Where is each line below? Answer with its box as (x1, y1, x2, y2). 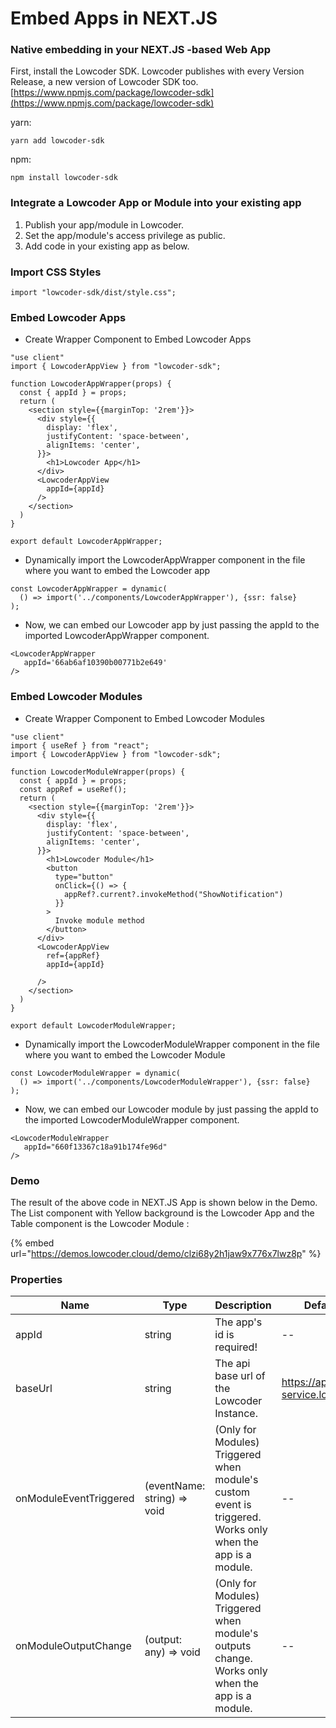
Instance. (214, 1407, 258, 1421)
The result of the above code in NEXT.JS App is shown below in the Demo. (10, 1196, 318, 1208)
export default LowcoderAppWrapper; (10, 537, 163, 547)
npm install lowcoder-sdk (10, 173, 118, 183)
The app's (214, 1315, 263, 1329)
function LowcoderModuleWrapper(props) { (10, 767, 186, 777)
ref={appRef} (46, 950, 101, 961)
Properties (10, 1272, 63, 1286)
